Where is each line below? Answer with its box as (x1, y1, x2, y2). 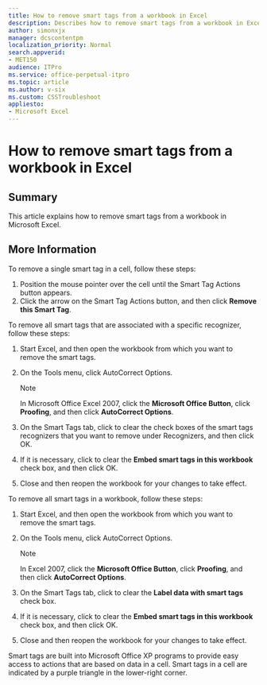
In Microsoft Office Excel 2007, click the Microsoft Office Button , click (19, 398, 250, 408)
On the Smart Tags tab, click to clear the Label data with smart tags (19, 587, 244, 597)
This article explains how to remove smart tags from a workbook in (8, 211, 226, 221)
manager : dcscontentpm (8, 33, 83, 42)
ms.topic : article (8, 78, 69, 86)
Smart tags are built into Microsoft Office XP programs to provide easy (8, 651, 239, 660)
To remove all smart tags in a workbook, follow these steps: (8, 493, 203, 503)
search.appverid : (8, 48, 66, 56)
